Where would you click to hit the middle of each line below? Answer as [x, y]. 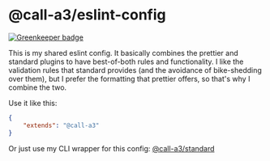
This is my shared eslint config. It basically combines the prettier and [123, 53]
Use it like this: [33, 103]
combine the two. [38, 87]
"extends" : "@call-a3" [61, 125]
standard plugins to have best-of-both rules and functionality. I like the [126, 61]
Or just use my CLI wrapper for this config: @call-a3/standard [111, 148]
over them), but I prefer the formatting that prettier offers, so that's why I [129, 78]
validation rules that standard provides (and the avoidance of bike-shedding [135, 70]
